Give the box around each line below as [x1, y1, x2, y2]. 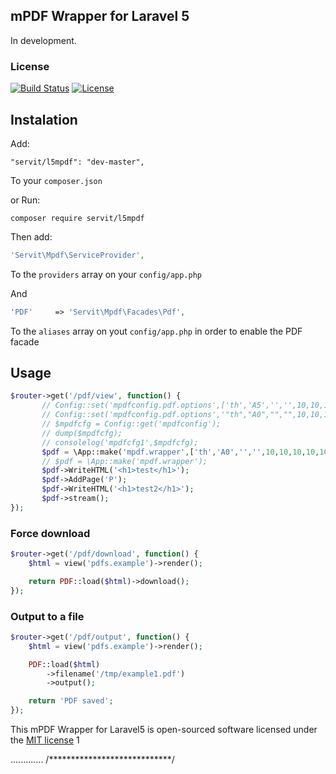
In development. [10, 34, 77, 46]
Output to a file [10, 609, 85, 623]
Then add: [10, 230, 53, 243]
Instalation [10, 111, 78, 128]
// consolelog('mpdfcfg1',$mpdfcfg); [41, 437, 199, 448]
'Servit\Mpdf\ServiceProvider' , [10, 250, 145, 260]
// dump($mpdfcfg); [41, 428, 123, 438]
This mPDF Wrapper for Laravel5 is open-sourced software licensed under [10, 724, 318, 736]
